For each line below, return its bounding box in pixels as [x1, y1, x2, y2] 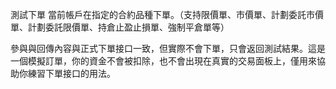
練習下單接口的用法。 [27, 68, 116, 79]
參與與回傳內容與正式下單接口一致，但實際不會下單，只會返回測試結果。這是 [10, 43, 326, 54]
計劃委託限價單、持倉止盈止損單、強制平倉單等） [27, 21, 230, 33]
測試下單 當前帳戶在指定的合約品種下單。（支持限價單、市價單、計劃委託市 [10, 9, 315, 20]
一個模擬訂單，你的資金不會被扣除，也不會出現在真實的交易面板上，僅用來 [10, 55, 317, 67]
